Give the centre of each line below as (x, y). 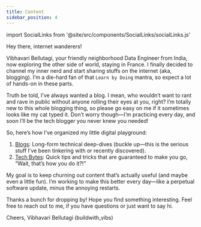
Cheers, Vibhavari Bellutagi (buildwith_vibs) (60, 217)
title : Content (25, 12)
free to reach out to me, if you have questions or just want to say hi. (90, 206)
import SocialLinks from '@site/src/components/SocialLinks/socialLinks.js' (98, 34)
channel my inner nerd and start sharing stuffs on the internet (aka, (89, 70)
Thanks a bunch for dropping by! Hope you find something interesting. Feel (99, 199)
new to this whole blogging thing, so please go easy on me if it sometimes (98, 108)
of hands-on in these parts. (40, 83)
